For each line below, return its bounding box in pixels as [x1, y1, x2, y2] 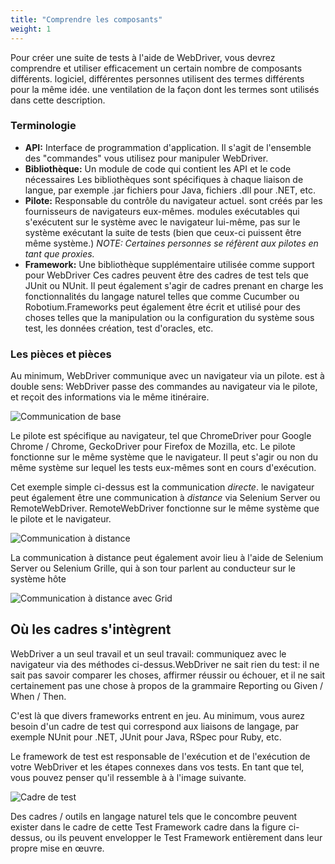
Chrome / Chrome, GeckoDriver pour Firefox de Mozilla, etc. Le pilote [10, 441, 296, 453]
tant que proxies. [24, 247, 95, 260]
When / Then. [10, 690, 67, 702]
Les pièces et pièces [10, 347, 112, 361]
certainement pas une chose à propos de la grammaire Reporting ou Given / [10, 679, 324, 691]
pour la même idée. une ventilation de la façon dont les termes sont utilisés [10, 83, 320, 95]
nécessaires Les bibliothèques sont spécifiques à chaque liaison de [24, 173, 304, 185]
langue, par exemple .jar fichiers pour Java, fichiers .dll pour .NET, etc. [24, 184, 316, 196]
